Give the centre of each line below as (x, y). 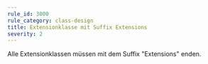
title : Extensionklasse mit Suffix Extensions (77, 27)
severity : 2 (25, 34)
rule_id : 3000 (28, 14)
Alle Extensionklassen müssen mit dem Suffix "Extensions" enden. (104, 54)
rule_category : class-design (50, 21)
